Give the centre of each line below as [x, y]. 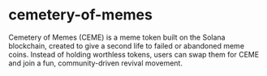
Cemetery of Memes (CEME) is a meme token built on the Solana [117, 37]
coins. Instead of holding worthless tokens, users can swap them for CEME [134, 54]
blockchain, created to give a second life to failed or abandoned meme [127, 45]
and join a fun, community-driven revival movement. [95, 63]
